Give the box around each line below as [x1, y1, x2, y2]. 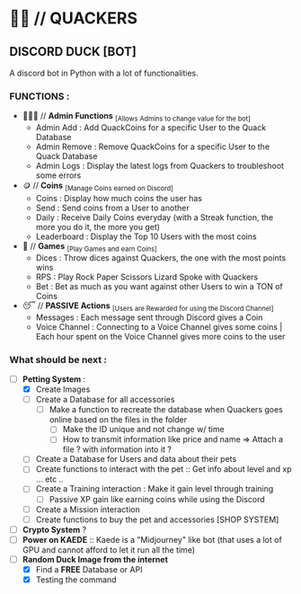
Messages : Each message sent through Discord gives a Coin [35, 312, 263, 323]
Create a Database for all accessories [35, 395, 175, 405]
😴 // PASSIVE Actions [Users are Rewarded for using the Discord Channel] [22, 300, 274, 313]
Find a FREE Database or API [35, 563, 143, 574]
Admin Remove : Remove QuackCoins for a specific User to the [35, 141, 270, 152]
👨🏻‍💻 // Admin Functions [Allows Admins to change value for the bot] [22, 111, 252, 124]
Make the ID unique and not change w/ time [62, 424, 225, 435]
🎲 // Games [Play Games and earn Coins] [22, 241, 157, 253]
